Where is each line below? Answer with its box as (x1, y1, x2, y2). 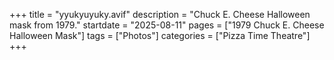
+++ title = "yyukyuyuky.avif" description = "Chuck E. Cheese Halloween (9, 9, 311, 20)
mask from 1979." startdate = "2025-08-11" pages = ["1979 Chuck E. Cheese (9, 19, 325, 31)
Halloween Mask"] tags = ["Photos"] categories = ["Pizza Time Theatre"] (9, 30, 311, 41)
